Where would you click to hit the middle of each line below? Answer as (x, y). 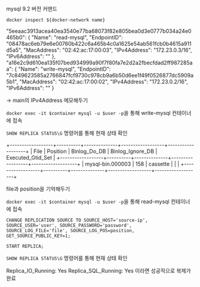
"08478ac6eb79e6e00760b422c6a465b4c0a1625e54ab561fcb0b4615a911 (99, 44)
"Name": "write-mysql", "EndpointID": (64, 69)
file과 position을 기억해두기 (38, 189)
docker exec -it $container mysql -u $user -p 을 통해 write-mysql (89, 113)
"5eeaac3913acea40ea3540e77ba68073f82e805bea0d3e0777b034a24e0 (99, 31)
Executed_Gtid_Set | (31, 157)
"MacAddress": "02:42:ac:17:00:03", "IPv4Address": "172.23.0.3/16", (108, 50)
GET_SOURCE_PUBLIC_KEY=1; (38, 236)
